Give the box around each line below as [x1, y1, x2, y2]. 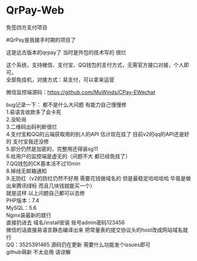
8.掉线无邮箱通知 [6, 167, 47, 174]
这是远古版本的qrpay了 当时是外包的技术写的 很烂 [6, 48, 126, 56]
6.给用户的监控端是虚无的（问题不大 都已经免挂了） [6, 153, 131, 160]
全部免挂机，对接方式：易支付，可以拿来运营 [6, 76, 115, 83]
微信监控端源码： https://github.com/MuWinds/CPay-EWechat [6, 88, 156, 95]
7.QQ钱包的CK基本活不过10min [6, 160, 81, 167]
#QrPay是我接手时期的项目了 [6, 36, 76, 43]
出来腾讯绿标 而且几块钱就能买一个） [6, 182, 95, 189]
